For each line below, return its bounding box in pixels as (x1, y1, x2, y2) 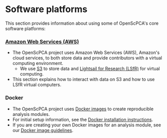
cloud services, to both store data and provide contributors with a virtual (12, 55, 162, 61)
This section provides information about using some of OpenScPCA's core (5, 20, 159, 26)
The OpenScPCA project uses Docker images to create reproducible (12, 106, 154, 112)
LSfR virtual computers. (12, 82, 62, 88)
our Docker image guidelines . (12, 127, 74, 133)
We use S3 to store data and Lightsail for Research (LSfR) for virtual (20, 65, 160, 72)
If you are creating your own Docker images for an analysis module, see (12, 122, 161, 128)
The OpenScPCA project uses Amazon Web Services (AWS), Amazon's (12, 49, 160, 56)
